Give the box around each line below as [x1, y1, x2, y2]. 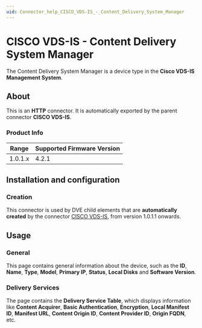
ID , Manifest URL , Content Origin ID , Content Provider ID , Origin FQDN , [6, 310, 186, 317]
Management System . [6, 73, 63, 81]
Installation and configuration [6, 175, 120, 185]
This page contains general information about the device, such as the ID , [6, 262, 187, 270]
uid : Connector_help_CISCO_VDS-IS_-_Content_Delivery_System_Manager [6, 8, 185, 15]
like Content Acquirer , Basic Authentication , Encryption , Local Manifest [6, 303, 190, 311]
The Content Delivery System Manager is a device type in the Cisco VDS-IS [6, 67, 195, 75]
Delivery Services [6, 283, 60, 292]
